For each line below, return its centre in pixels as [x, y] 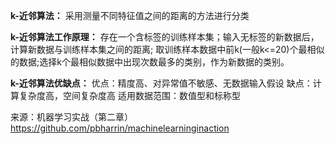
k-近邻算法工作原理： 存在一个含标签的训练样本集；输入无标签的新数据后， [165, 37]
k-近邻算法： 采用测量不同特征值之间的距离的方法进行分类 [130, 15]
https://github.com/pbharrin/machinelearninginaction [120, 128]
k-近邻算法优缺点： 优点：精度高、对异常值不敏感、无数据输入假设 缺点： [161, 83]
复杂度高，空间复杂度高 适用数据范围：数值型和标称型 [129, 95]
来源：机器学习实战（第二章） [71, 117]
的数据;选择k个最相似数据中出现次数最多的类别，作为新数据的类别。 [150, 62]
